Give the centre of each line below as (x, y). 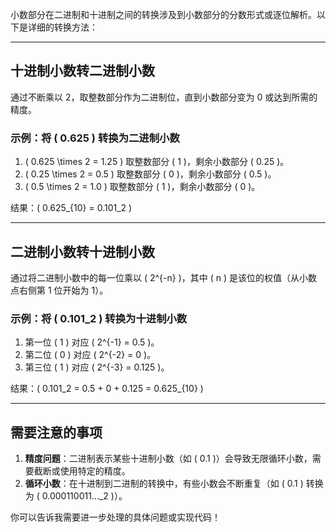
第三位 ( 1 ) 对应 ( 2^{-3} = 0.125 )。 (97, 367)
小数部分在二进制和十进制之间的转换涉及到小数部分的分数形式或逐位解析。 (163, 14)
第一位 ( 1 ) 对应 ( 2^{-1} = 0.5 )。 (92, 342)
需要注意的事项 (56, 432)
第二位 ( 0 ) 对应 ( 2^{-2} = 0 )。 (90, 355)
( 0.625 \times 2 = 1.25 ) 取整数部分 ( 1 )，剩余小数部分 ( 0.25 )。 (157, 162)
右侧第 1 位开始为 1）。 (63, 290)
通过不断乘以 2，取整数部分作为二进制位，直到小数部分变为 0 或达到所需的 (164, 97)
